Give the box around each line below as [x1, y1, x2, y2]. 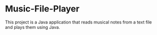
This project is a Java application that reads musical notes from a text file [5, 19, 152, 25]
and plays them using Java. [5, 24, 60, 30]
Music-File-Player [5, 3, 79, 14]
